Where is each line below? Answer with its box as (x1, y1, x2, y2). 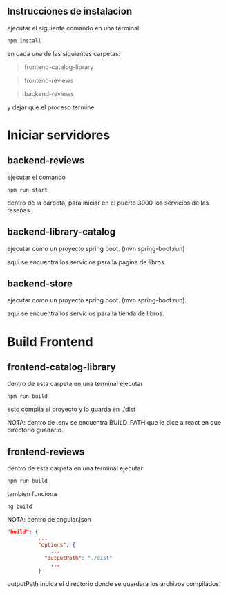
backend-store (7, 278, 73, 290)
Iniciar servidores (7, 127, 111, 143)
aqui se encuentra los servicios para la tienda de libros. (7, 309, 164, 318)
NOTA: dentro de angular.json (7, 515, 92, 524)
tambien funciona (7, 490, 57, 498)
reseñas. (7, 205, 32, 214)
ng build (7, 503, 32, 511)
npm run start (7, 186, 48, 193)
